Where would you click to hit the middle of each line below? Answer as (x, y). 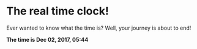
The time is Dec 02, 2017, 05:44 (47, 39)
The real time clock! (58, 11)
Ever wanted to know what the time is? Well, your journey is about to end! (99, 28)
